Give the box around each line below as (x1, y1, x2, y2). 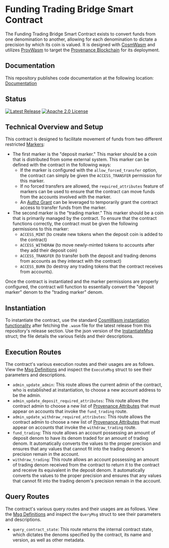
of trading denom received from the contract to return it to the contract (12, 462, 160, 467)
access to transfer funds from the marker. (20, 205, 107, 211)
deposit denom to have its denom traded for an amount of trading (12, 435, 148, 441)
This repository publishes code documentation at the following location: (5, 74, 154, 81)
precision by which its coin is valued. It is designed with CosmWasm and (5, 41, 155, 47)
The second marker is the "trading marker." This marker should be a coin (12, 210, 163, 216)
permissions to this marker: (12, 226, 69, 232)
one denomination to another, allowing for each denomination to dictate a (5, 36, 157, 42)
